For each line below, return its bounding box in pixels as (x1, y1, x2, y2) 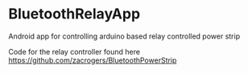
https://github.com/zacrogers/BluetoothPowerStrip (8, 55, 177, 65)
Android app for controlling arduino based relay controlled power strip (8, 31, 240, 41)
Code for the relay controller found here (8, 47, 141, 56)
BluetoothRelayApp (8, 5, 141, 23)
